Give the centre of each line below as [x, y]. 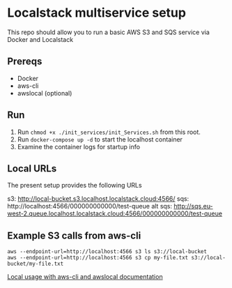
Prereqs [25, 62]
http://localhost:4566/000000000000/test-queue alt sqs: [90, 206]
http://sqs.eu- [194, 206]
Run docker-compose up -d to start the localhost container [100, 139]
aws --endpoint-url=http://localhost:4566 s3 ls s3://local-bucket [107, 252]
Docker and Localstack [40, 39]
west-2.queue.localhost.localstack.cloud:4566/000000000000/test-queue [115, 213]
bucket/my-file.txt [36, 264]
